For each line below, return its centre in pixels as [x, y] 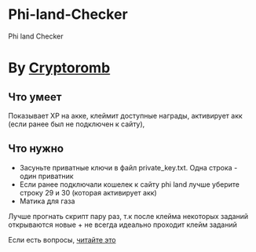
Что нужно [36, 149]
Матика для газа [47, 201]
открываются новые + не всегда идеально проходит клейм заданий [123, 225]
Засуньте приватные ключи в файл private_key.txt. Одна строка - [128, 167]
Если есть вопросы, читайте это [62, 239]
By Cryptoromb [59, 68]
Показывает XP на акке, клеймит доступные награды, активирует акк [126, 115]
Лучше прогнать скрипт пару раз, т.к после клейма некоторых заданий [128, 216]
